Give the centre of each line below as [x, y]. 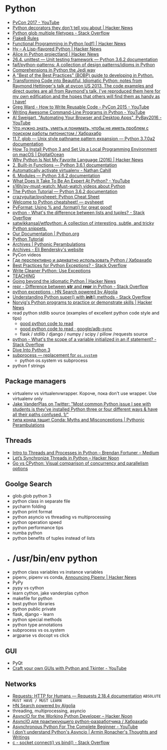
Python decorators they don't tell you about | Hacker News [73, 27]
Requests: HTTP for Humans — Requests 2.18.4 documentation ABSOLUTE [86, 696]
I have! [19, 101]
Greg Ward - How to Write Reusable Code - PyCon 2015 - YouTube [81, 107]
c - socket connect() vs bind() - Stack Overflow [61, 742]
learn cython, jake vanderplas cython [50, 593]
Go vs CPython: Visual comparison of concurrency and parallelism [81, 463]
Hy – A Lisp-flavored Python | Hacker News [57, 49]
